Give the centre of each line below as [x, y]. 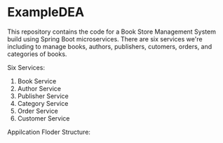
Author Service [39, 88]
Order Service [38, 111]
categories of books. [37, 54]
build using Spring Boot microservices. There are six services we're [105, 39]
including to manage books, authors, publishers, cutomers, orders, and [110, 46]
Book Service [37, 81]
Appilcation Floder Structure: [49, 132]
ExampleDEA [46, 12]
